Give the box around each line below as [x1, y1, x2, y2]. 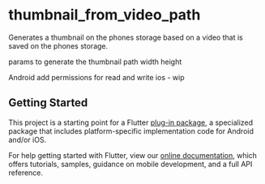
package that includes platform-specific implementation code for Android [8, 126, 254, 135]
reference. [8, 168, 43, 178]
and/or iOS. [8, 135, 47, 144]
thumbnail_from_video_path [8, 6, 201, 24]
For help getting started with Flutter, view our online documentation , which [8, 150, 258, 160]
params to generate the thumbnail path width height [8, 57, 182, 66]
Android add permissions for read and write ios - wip [8, 72, 185, 82]
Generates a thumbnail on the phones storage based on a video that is [8, 32, 243, 42]
